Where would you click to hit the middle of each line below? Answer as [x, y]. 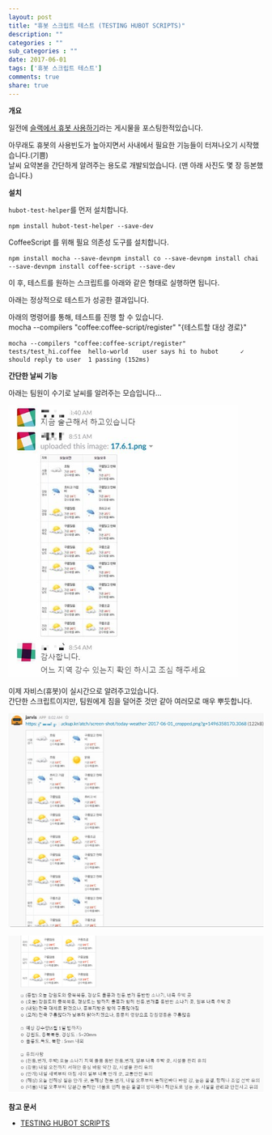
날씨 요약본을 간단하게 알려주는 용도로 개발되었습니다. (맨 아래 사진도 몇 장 [125, 165]
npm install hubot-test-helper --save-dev [81, 226]
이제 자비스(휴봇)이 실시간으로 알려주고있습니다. [84, 691]
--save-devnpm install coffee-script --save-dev [92, 266]
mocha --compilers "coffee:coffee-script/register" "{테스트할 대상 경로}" [127, 327]
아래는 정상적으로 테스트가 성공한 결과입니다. [79, 300]
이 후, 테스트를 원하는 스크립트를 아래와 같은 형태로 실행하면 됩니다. [114, 283]
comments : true [34, 77]
